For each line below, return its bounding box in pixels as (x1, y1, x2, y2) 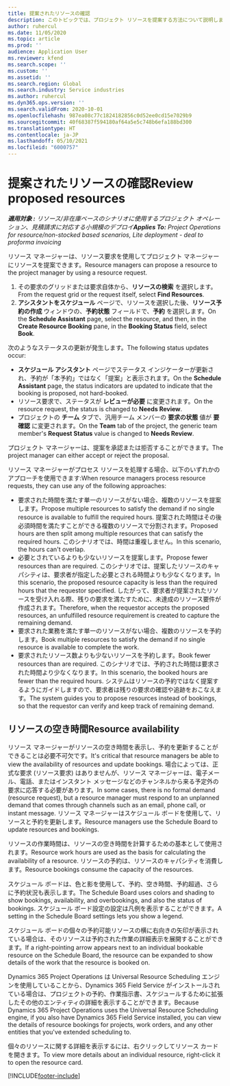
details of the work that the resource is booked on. (8, 958, 150, 967)
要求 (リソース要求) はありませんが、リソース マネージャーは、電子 (19, 768, 208, 776)
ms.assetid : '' (8, 73, 51, 81)
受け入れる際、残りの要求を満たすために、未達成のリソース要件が (36, 594, 221, 603)
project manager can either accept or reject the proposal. (8, 451, 170, 459)
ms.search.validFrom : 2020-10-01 (8, 106, 103, 113)
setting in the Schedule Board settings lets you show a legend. (8, 912, 184, 920)
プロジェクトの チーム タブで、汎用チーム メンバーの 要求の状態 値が (17, 413, 212, 421)
